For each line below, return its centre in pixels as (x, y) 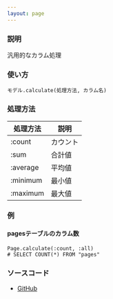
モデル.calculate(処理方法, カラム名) (57, 91)
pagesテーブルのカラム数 (43, 234)
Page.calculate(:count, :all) (51, 248)
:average (25, 167)
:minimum (27, 180)
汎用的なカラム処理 (34, 55)
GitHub (27, 288)
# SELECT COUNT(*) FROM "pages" (53, 254)
